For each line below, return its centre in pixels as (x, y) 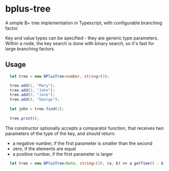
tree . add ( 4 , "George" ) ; (35, 100)
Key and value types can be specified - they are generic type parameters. (82, 38)
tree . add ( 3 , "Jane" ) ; (33, 95)
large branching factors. (30, 49)
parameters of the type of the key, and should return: (60, 133)
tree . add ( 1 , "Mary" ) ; (33, 85)
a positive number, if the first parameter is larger (63, 154)
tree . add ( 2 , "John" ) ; (33, 90)
